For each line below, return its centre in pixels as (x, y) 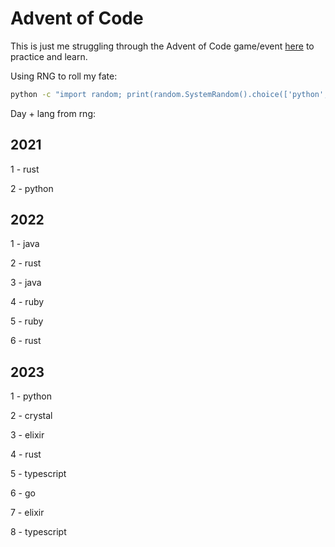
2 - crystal (31, 416)
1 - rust (25, 169)
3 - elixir (27, 435)
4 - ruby (27, 302)
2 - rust (26, 263)
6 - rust (26, 341)
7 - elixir (27, 513)
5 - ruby (27, 321)
